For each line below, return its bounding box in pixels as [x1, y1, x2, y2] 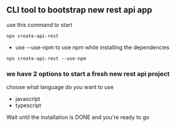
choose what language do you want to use [6, 84, 114, 91]
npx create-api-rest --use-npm [6, 55, 86, 62]
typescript [15, 102, 42, 109]
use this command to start [6, 21, 72, 28]
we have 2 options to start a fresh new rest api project [6, 70, 170, 78]
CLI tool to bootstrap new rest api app [6, 5, 153, 15]
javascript [15, 95, 40, 103]
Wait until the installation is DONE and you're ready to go [6, 114, 150, 121]
